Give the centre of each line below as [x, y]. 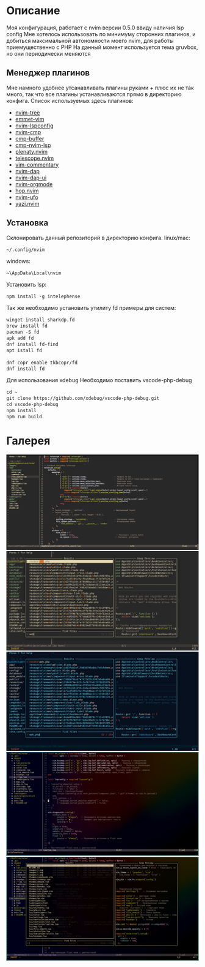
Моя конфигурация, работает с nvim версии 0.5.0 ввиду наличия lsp [95, 28]
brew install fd [27, 326]
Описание [33, 11]
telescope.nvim [34, 158]
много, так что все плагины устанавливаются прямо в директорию [94, 94]
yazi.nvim [27, 203]
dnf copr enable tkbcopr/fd [42, 363]
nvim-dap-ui [31, 178]
